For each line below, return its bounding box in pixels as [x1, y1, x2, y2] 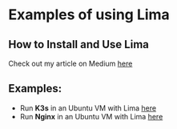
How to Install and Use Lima [8, 38, 150, 51]
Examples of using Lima [8, 6, 170, 24]
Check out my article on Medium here [8, 58, 133, 68]
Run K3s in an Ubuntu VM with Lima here [19, 103, 157, 113]
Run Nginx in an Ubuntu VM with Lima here [19, 111, 163, 121]
